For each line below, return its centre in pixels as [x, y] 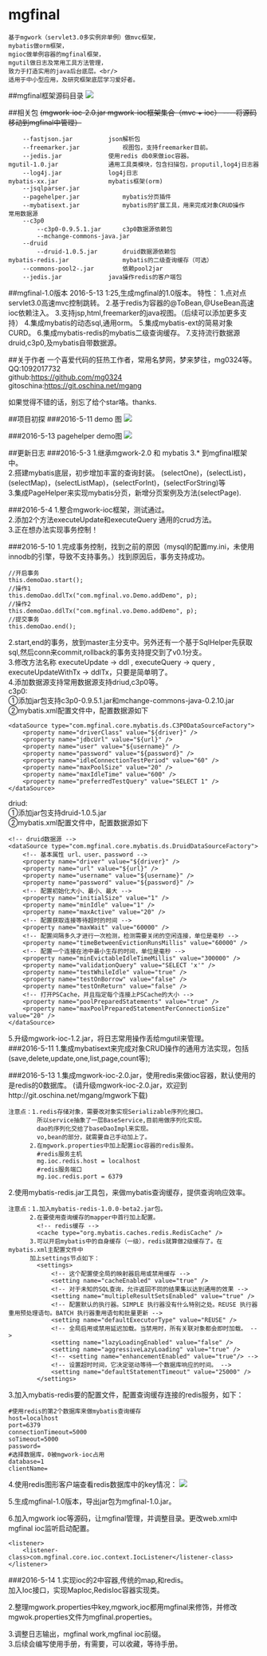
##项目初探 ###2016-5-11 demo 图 [65, 419]
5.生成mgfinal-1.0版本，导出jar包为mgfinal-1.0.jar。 [92, 1501]
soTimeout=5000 [33, 1439]
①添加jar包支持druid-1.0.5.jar [57, 812]
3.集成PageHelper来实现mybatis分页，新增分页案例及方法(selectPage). [125, 493]
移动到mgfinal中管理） [45, 122]
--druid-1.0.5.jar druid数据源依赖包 [107, 252]
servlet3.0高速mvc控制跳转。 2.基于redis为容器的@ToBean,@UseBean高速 [132, 303]
